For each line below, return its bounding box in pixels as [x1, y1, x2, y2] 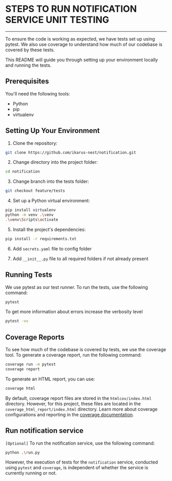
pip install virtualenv [5, 207, 56, 213]
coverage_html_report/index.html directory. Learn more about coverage [5, 406, 158, 412]
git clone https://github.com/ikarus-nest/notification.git [5, 150, 137, 155]
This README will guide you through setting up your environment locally [5, 56, 158, 63]
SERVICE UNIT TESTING [5, 14, 110, 26]
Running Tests [5, 271, 52, 279]
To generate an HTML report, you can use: [5, 376, 95, 382]
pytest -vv [5, 319, 29, 324]
